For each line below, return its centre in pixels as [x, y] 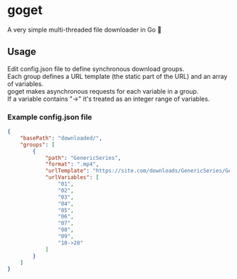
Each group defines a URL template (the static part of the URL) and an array [117, 76]
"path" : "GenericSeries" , [83, 158]
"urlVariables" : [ [72, 178]
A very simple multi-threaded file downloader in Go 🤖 [85, 30]
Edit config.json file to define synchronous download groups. [96, 68]
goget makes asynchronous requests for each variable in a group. [103, 91]
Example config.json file [50, 117]
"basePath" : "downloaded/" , [61, 138]
